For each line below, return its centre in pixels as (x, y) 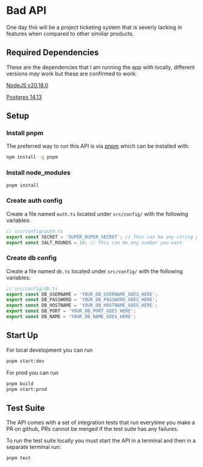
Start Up (22, 335)
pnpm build (20, 384)
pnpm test (19, 458)
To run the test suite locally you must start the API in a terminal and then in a (101, 440)
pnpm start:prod (27, 389)
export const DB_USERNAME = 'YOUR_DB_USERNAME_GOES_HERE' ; (82, 294)
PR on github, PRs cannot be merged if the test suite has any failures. (92, 429)
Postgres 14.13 (24, 97)
